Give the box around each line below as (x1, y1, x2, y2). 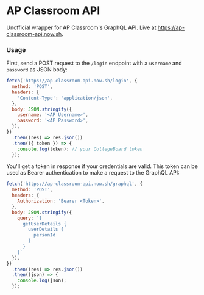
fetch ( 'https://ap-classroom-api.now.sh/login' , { (6, 78, 138, 84)
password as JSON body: (6, 66, 68, 73)
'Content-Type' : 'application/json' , (17, 95, 113, 101)
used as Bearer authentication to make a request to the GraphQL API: (6, 169, 180, 177)
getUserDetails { (22, 220, 67, 227)
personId (33, 232, 56, 238)
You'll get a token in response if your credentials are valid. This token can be (6, 162, 198, 170)
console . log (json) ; (17, 277, 67, 284)
